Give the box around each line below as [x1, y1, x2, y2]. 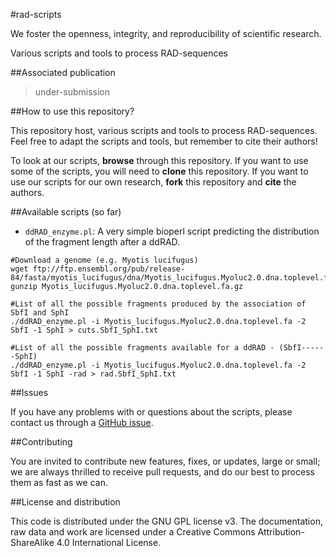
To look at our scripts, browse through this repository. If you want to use [10, 155, 309, 166]
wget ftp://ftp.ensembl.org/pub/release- [10, 264, 186, 274]
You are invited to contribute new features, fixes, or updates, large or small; [10, 455, 321, 467]
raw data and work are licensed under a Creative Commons [10, 526, 256, 538]
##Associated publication [10, 67, 116, 78]
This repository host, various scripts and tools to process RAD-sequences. [10, 125, 318, 136]
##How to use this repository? [10, 105, 135, 117]
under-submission [34, 86, 110, 98]
